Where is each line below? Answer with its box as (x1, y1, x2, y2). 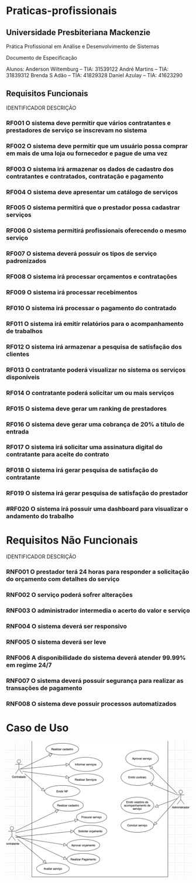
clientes (6, 350, 30, 358)
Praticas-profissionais (6, 4, 117, 18)
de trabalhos (6, 327, 43, 335)
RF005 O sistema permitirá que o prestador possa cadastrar (6, 204, 180, 212)
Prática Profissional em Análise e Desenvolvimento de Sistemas (6, 43, 160, 50)
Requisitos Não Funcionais (6, 534, 139, 547)
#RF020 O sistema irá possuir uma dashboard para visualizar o (6, 505, 188, 513)
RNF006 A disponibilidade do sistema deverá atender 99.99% (6, 654, 186, 662)
